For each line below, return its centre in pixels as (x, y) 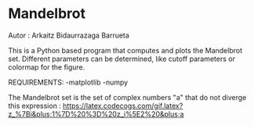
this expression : (34, 106)
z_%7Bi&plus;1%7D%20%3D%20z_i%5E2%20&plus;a (96, 113)
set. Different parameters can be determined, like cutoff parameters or (122, 59)
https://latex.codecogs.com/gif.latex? (123, 106)
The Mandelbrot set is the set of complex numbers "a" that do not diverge (127, 97)
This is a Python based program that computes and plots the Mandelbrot (125, 50)
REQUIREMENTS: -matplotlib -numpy (68, 82)
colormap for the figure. (47, 67)
